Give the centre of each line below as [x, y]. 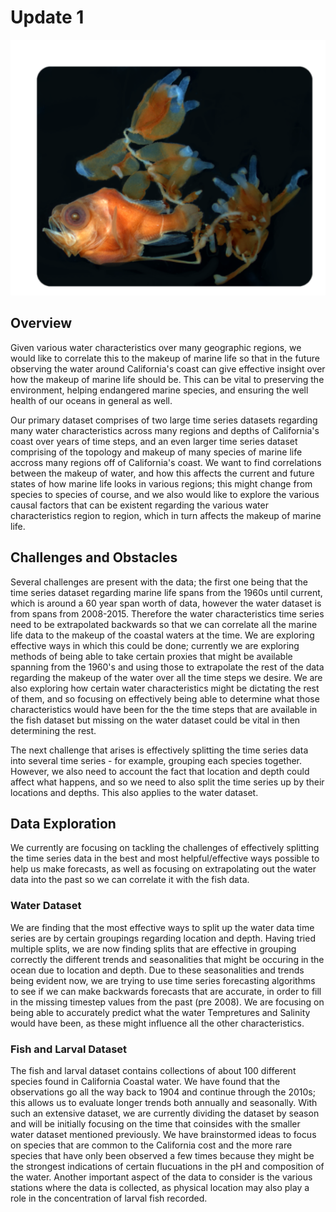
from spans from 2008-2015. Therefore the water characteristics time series [167, 613]
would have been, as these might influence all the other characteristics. [157, 1023]
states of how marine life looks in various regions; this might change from [161, 483]
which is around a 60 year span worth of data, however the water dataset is [166, 603]
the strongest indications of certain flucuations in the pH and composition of [167, 1166]
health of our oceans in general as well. [91, 400]
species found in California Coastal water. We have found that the [145, 1081]
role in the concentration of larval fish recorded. [109, 1198]
